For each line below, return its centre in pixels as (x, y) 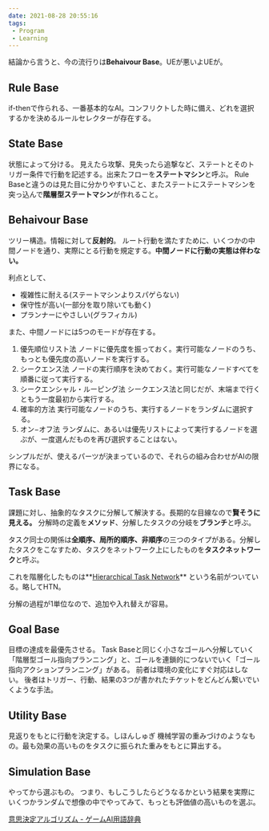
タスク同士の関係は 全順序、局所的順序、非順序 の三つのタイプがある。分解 (131, 540)
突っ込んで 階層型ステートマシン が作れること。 (85, 194)
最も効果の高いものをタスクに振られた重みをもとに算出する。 (124, 746)
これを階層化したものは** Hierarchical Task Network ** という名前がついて (130, 576)
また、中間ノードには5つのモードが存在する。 (84, 332)
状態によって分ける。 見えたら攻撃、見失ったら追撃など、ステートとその (128, 164)
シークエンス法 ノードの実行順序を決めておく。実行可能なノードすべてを (140, 369)
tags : (17, 23)
